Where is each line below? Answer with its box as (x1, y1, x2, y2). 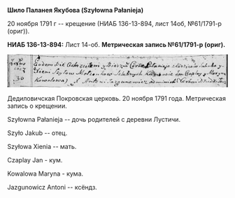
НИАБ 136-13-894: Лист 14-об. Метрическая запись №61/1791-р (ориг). (7, 41, 226, 48)
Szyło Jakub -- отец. (7, 129, 68, 137)
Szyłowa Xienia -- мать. (7, 142, 77, 150)
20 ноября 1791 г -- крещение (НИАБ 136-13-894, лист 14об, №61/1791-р (7, 20, 222, 27)
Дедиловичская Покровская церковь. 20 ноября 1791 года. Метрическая (7, 94, 226, 102)
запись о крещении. (7, 101, 68, 110)
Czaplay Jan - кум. (7, 155, 63, 164)
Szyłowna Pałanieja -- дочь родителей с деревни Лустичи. (7, 115, 180, 123)
